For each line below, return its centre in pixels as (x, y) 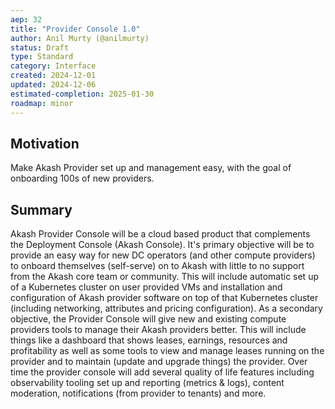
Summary (41, 209)
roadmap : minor (42, 103)
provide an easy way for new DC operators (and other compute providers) (163, 255)
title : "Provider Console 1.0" (75, 29)
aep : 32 (26, 19)
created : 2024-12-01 (53, 76)
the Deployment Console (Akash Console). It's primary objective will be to (162, 245)
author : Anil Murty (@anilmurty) (80, 38)
